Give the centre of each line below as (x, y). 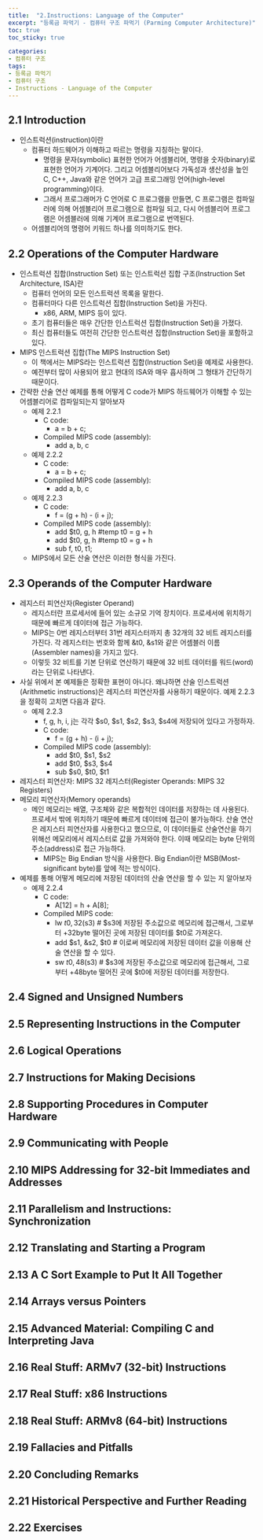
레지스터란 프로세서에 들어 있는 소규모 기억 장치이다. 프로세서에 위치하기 (141, 613)
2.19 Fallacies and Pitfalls (71, 1448)
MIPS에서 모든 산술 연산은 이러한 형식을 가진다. (104, 558)
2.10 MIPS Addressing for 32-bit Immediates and (129, 1170)
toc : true (24, 30)
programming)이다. (73, 189)
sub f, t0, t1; (73, 548)
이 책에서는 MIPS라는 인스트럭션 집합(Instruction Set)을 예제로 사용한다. (142, 362)
